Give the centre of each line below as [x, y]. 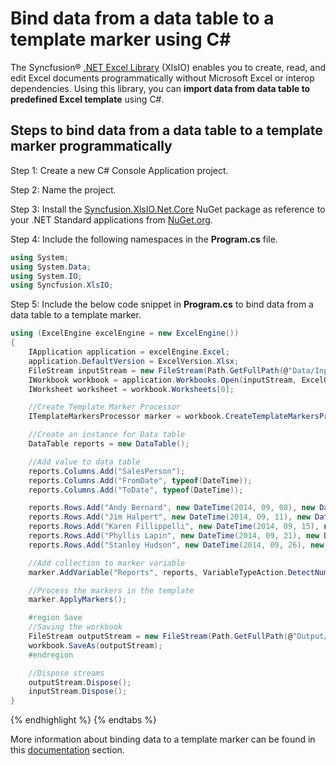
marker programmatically [91, 146]
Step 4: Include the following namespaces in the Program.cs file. [144, 239]
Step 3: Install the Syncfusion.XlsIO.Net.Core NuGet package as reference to [168, 209]
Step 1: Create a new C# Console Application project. [119, 170]
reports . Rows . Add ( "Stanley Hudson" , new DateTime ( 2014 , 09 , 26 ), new [176, 545]
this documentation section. [67, 750]
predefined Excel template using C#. [87, 99]
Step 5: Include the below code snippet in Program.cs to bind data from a [162, 304]
